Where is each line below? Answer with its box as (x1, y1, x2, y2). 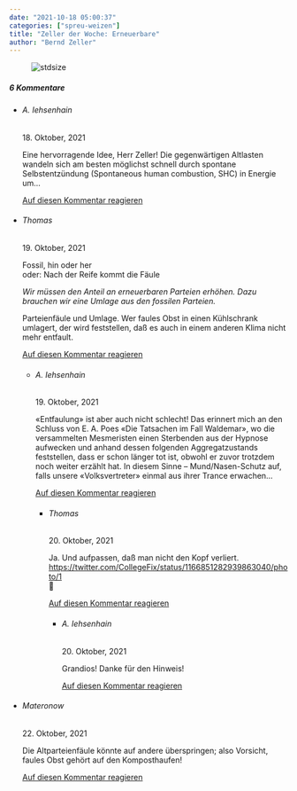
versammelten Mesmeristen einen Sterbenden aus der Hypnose (34, 433, 269, 443)
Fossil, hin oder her (21, 260, 93, 270)
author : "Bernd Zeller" (9, 37, 97, 47)
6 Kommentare (9, 82, 65, 93)
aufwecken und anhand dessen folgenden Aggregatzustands (34, 442, 258, 453)
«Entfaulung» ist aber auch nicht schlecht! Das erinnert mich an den (34, 414, 283, 425)
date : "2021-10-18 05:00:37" (9, 12, 117, 22)
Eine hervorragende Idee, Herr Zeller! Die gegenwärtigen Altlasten (21, 149, 263, 160)
